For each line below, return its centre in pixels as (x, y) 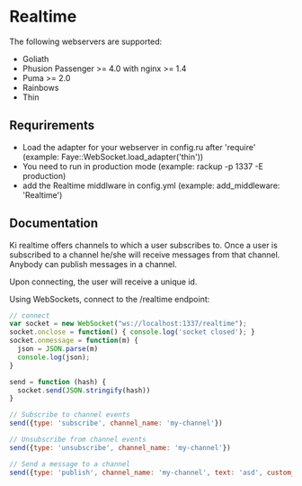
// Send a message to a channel (70, 464)
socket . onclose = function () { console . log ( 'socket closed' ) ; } (132, 332)
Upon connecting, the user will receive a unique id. (103, 282)
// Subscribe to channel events (70, 415)
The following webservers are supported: (86, 41)
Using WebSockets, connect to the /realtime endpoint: (110, 299)
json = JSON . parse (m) (58, 349)
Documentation (54, 224)
